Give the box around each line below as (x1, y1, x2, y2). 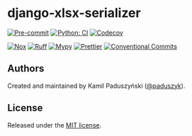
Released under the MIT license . (7, 120, 102, 129)
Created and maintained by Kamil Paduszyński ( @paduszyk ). (7, 81, 186, 90)
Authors (7, 62, 45, 75)
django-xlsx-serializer (7, 5, 141, 21)
